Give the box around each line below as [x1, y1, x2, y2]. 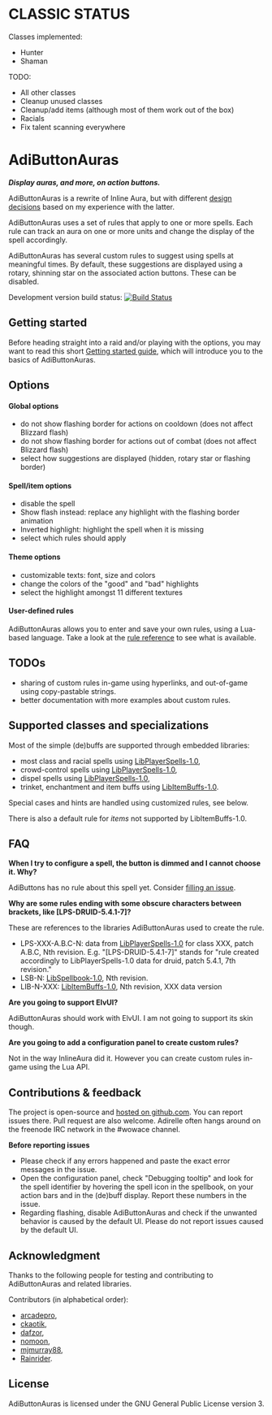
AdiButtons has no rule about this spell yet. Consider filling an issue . [8, 883, 236, 892]
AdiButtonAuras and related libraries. [8, 1278, 132, 1288]
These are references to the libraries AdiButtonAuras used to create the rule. [8, 923, 265, 933]
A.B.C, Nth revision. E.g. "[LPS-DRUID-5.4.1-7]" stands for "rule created [19, 948, 260, 957]
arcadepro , [19, 1310, 58, 1320]
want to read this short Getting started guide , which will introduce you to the [8, 346, 264, 356]
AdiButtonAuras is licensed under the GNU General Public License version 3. [8, 1399, 265, 1408]
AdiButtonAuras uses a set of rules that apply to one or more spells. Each [8, 217, 253, 228]
